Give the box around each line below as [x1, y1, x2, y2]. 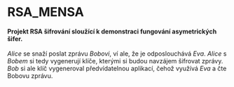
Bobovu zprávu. [7, 71, 53, 80]
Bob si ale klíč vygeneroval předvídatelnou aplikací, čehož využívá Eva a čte [7, 64, 227, 72]
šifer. [7, 34, 23, 42]
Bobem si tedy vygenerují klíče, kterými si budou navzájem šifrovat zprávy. [7, 56, 223, 65]
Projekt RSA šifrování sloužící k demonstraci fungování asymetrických [7, 27, 217, 35]
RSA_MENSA [7, 4, 84, 20]
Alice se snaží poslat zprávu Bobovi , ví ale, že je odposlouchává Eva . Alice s [7, 49, 227, 58]
